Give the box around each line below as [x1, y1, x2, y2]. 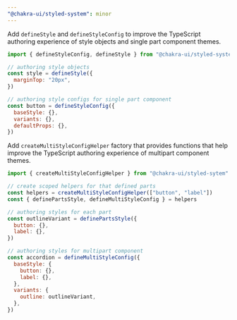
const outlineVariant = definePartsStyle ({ [7, 215, 138, 222]
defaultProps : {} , [13, 122, 68, 129]
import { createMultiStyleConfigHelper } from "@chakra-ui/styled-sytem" [7, 170, 229, 177]
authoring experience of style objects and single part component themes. [7, 37, 221, 46]
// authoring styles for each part [7, 209, 112, 216]
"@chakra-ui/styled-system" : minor [7, 10, 112, 18]
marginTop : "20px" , [13, 77, 71, 84]
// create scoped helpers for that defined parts [7, 183, 157, 190]
